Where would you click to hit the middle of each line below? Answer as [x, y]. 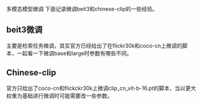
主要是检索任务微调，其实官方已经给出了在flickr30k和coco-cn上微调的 [94, 46]
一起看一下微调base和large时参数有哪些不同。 [74, 53]
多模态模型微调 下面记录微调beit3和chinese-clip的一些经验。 [82, 9]
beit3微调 [24, 30]
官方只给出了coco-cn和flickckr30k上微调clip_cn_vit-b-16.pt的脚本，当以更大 [101, 88]
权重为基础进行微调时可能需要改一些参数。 [59, 95]
